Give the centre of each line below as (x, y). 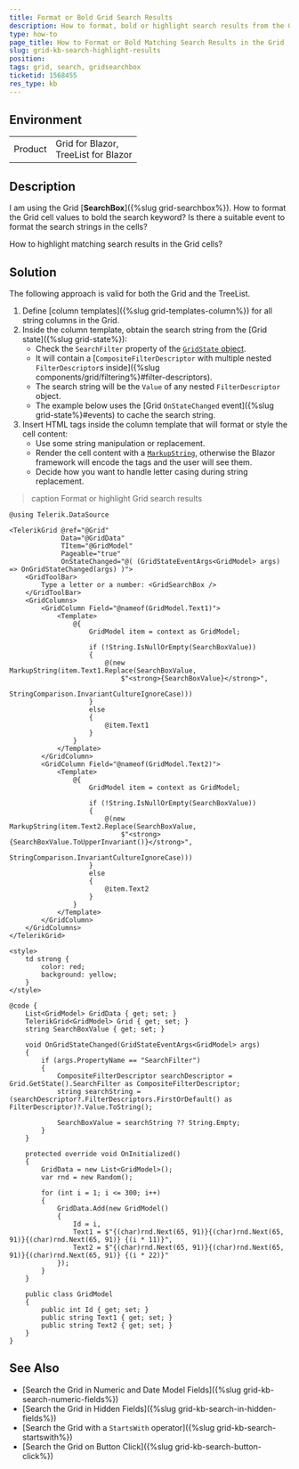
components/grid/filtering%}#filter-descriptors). (124, 377)
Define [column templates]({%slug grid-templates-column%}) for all (147, 311)
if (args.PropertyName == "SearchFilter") (121, 1061)
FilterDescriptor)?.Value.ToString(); (81, 1107)
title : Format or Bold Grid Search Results (91, 17)
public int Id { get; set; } (95, 1310)
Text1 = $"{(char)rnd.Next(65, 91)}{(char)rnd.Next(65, (178, 1232)
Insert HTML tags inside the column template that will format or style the (154, 425)
